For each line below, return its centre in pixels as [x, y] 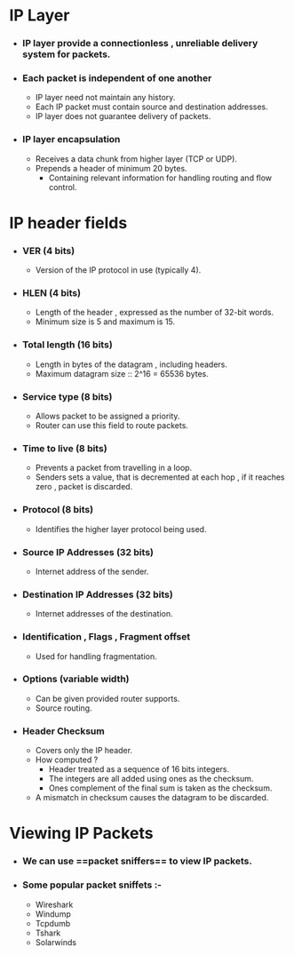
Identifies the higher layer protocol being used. [121, 529]
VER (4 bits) [48, 251]
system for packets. [66, 54]
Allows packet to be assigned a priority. [107, 416]
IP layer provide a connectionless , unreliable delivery [140, 44]
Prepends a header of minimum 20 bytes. [111, 168]
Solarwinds [56, 942]
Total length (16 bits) [67, 345]
